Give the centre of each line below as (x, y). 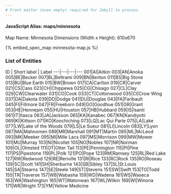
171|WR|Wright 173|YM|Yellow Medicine (47, 186)
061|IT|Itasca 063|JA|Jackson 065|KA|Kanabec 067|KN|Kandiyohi (76, 115)
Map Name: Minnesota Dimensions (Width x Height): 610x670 (70, 38)
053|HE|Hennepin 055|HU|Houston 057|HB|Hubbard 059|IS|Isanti (75, 110)
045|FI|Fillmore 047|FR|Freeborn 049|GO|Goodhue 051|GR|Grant (74, 105)
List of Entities (24, 61)
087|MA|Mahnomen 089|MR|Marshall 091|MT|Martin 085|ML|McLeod (79, 132)
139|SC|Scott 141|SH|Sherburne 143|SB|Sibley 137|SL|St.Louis (71, 164)
